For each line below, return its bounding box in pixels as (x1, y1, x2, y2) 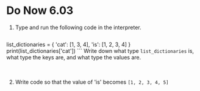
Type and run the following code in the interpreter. (15, 24, 141, 31)
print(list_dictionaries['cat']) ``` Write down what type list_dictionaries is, (6, 47, 194, 55)
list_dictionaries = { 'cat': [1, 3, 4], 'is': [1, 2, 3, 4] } (6, 41, 131, 48)
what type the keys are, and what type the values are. (6, 53, 141, 61)
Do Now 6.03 (6, 4, 74, 18)
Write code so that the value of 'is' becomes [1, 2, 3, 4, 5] (15, 78, 169, 86)
